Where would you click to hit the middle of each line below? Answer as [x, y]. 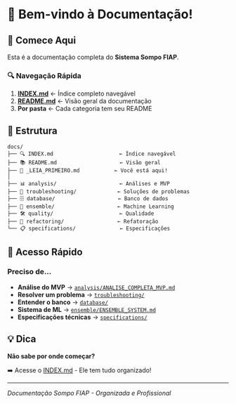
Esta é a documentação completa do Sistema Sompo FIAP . [93, 57]
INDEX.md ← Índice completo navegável [76, 93]
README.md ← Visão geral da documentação [85, 101]
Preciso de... [29, 272]
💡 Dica [22, 339]
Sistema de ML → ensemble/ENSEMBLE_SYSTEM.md [87, 309]
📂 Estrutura [32, 130]
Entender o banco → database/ [63, 302]
